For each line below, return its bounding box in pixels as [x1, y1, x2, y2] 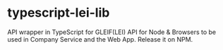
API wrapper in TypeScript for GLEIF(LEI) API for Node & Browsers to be [7, 28, 217, 36]
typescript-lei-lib [7, 5, 110, 21]
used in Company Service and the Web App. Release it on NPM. [7, 35, 193, 43]
